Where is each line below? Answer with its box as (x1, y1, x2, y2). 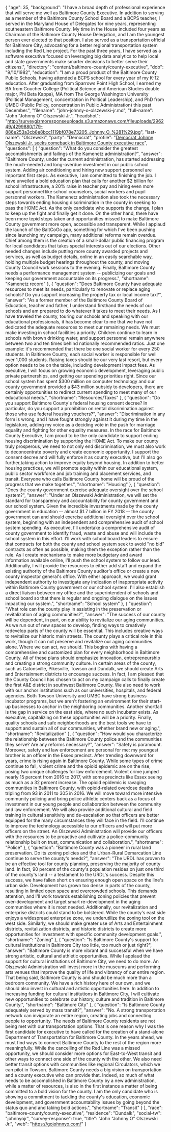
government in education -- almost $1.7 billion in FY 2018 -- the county (5, 509, 154, 514)
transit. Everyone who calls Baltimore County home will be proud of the (5, 476, 155, 482)
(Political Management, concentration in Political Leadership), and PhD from (5, 96, 164, 103)
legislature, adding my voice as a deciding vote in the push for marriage (5, 422, 156, 427)
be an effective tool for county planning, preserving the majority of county (5, 861, 161, 867)
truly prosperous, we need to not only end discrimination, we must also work (5, 443, 166, 449)
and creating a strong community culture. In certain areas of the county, (5, 660, 156, 666)
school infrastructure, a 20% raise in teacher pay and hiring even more (5, 183, 154, 189)
